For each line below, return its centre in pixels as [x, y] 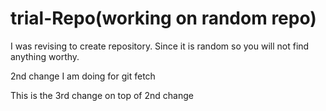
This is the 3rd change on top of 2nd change [102, 95]
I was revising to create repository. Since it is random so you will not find [160, 46]
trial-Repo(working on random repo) [163, 18]
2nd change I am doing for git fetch [83, 76]
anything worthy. [45, 56]
